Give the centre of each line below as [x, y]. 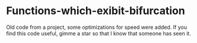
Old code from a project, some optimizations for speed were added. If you [97, 27]
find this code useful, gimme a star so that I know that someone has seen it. [99, 33]
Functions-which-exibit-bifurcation [96, 11]
